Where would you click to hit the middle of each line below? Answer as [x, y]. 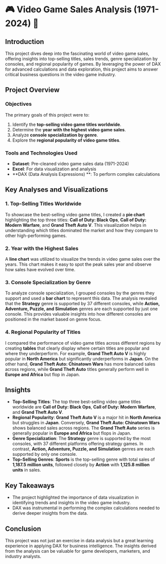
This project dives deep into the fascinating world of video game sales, [77, 53]
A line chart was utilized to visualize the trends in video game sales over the [83, 259]
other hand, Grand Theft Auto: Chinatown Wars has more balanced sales [80, 364]
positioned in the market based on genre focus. [53, 320]
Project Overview [32, 90]
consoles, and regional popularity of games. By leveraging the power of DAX [83, 64]
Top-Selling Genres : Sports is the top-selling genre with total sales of [83, 459]
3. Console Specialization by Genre [48, 282]
